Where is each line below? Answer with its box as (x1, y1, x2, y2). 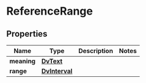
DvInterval (41, 67, 73, 75)
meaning (9, 57, 35, 65)
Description (78, 47, 114, 55)
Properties (6, 29, 48, 39)
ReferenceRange (6, 4, 93, 18)
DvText (41, 57, 63, 65)
